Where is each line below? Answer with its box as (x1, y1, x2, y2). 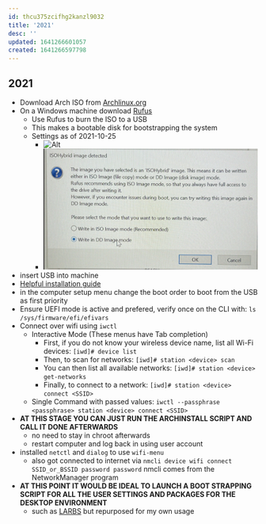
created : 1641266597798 (8, 46, 87, 55)
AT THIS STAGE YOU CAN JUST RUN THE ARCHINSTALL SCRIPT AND (19, 414, 253, 423)
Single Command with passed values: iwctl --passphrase (31, 397, 220, 407)
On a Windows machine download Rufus (19, 105, 153, 115)
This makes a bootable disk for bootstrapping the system (31, 123, 218, 132)
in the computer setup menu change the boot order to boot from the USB (19, 288, 258, 297)
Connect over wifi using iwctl (19, 321, 117, 331)
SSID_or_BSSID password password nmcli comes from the (31, 465, 215, 474)
